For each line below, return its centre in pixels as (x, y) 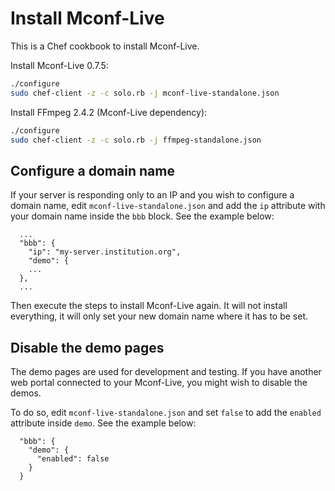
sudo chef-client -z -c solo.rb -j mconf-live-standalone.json (145, 93)
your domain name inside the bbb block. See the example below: (142, 216)
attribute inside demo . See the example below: (103, 423)
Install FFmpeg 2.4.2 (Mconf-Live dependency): (109, 112)
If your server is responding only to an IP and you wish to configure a (152, 195)
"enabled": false (73, 459)
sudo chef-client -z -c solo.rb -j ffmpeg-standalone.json (136, 140)
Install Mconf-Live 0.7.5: (59, 65)
